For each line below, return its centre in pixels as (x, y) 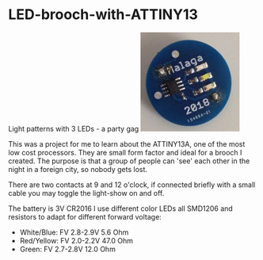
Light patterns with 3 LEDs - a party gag (74, 128)
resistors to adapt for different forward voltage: (85, 216)
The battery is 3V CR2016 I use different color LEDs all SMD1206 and (121, 208)
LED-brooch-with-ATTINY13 (103, 15)
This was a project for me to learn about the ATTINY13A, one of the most (127, 143)
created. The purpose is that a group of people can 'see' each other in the (129, 161)
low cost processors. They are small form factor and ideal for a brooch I (125, 152)
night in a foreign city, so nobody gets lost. (78, 169)
